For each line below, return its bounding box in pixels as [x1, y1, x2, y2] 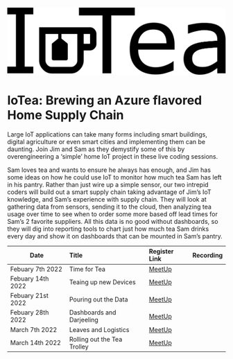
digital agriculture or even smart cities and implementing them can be [7, 137, 206, 146]
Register [148, 247, 174, 256]
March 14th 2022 [10, 339, 61, 347]
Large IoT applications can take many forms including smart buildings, [7, 130, 208, 139]
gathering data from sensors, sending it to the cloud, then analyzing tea [7, 202, 212, 211]
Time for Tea [69, 265, 106, 273]
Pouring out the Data [69, 295, 128, 304]
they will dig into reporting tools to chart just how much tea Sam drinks [7, 225, 209, 233]
